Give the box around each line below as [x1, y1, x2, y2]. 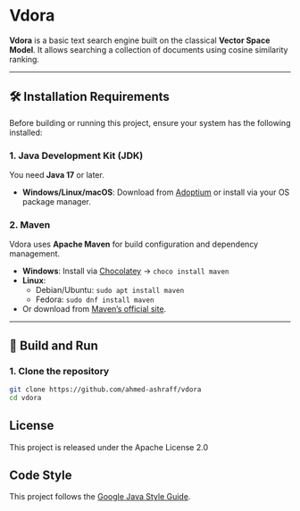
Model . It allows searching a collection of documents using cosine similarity [9, 44, 288, 54]
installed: [9, 127, 43, 138]
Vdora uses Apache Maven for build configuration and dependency [9, 239, 259, 250]
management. [9, 248, 61, 259]
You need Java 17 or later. [9, 170, 104, 180]
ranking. [9, 54, 40, 64]
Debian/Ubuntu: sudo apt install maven [35, 285, 185, 296]
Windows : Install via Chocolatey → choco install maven [21, 265, 229, 277]
